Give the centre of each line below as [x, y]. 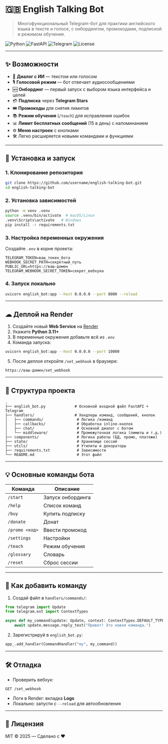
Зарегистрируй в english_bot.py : [47, 635]
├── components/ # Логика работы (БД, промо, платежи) [81, 437]
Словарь [54, 554]
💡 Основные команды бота [50, 475]
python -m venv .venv [28, 211]
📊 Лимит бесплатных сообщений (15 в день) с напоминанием [80, 123]
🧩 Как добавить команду [46, 586]
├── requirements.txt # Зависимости [56, 450]
